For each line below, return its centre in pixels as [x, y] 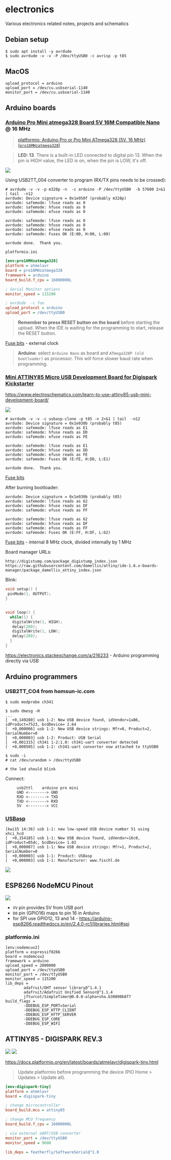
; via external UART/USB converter [43, 1133]
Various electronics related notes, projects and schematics [67, 23]
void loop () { [20, 612]
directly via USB [22, 660]
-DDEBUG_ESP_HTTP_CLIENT [50, 1010]
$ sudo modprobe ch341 [29, 702]
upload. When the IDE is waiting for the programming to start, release [91, 328]
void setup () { [21, 589]
